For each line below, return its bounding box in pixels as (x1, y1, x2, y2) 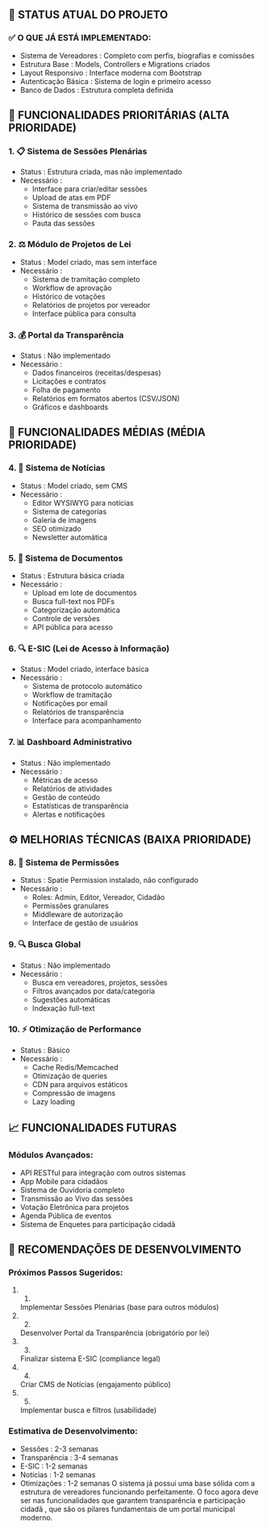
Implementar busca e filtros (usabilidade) (19, 1405, 157, 1415)
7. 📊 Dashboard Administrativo (8, 737, 132, 748)
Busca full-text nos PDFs (31, 596, 115, 606)
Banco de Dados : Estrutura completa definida (19, 85, 173, 95)
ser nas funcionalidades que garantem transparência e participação (19, 1495, 246, 1505)
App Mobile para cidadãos (19, 1176, 108, 1186)
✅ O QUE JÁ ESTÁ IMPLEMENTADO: (8, 32, 152, 44)
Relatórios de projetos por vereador (31, 300, 151, 309)
